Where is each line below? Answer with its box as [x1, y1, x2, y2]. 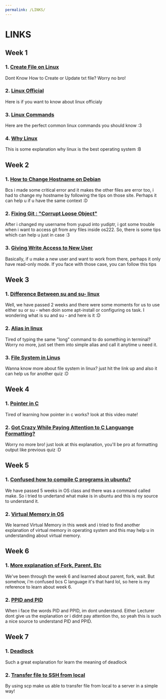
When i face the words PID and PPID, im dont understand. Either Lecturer [5, 607, 155, 614]
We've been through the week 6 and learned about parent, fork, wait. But [5, 573, 155, 579]
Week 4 [5, 385, 30, 394]
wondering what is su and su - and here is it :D [5, 312, 101, 318]
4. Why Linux [5, 135, 38, 142]
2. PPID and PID [5, 596, 43, 603]
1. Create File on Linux [5, 63, 59, 70]
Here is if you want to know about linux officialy [5, 98, 103, 105]
